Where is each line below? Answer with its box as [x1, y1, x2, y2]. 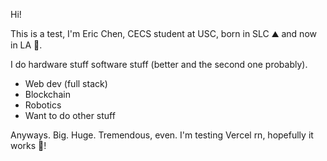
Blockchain [24, 89, 71, 100]
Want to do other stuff [24, 110, 116, 121]
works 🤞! [10, 140, 47, 151]
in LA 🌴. [10, 39, 43, 51]
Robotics [24, 99, 62, 111]
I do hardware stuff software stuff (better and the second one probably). [10, 59, 308, 70]
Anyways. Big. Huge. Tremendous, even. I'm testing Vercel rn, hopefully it [10, 129, 314, 141]
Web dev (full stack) [24, 78, 108, 89]
